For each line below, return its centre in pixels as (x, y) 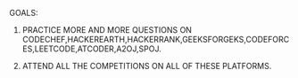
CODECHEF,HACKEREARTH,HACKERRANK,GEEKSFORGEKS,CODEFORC (156, 39)
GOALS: (24, 13)
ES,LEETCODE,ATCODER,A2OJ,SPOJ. (92, 49)
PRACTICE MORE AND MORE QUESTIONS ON (107, 30)
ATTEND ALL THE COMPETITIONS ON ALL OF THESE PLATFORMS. (147, 66)
